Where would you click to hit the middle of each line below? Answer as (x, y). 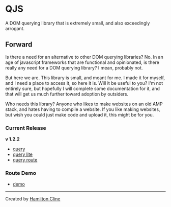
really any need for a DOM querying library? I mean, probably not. (74, 67)
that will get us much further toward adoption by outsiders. (67, 94)
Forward (19, 45)
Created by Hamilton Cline (33, 199)
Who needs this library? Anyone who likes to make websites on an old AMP (84, 104)
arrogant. (15, 28)
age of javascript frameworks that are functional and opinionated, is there (82, 62)
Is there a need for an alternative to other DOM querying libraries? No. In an (84, 57)
